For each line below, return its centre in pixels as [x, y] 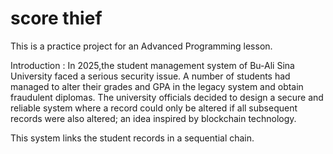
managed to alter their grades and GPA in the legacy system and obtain [157, 86]
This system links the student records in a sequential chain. [132, 138]
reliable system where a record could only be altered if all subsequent [154, 108]
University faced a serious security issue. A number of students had [150, 76]
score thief [56, 18]
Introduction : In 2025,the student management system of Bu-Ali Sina [152, 65]
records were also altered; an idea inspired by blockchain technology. [153, 118]
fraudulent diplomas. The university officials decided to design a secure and [167, 97]
